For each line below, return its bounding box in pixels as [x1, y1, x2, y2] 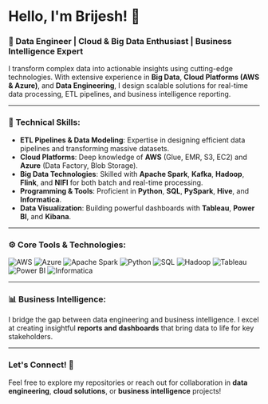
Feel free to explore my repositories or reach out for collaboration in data [8, 378, 248, 387]
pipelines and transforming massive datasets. [19, 143, 170, 153]
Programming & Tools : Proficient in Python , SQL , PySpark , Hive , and [19, 186, 250, 195]
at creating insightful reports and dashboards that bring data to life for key [8, 323, 254, 333]
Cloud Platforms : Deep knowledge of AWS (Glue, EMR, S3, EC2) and [19, 152, 247, 162]
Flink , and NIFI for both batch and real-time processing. [19, 178, 203, 187]
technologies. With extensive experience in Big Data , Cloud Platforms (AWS [8, 72, 260, 82]
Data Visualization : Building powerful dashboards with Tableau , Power [19, 203, 255, 213]
